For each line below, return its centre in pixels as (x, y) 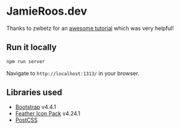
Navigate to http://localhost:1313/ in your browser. (73, 73)
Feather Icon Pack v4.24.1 (48, 114)
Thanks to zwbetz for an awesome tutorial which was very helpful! (90, 28)
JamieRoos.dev (47, 11)
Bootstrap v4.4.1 (36, 107)
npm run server (26, 61)
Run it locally (32, 47)
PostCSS (26, 120)
